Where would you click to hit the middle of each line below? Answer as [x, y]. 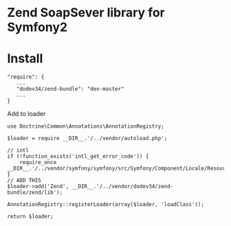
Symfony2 [37, 27]
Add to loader [26, 114]
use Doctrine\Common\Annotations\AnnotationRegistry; [86, 126]
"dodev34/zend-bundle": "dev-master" [70, 89]
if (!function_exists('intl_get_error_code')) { [78, 157]
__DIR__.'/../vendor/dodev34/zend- [123, 187]
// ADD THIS [24, 181]
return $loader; [30, 217]
